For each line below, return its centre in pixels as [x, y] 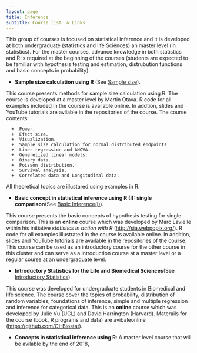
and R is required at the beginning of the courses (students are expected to [97, 58]
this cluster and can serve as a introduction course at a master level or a [94, 253]
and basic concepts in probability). [48, 71]
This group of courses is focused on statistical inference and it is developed [98, 39]
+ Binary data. [31, 160]
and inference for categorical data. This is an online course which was [91, 308]
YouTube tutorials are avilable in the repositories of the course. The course [96, 112]
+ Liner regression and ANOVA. [51, 150]
